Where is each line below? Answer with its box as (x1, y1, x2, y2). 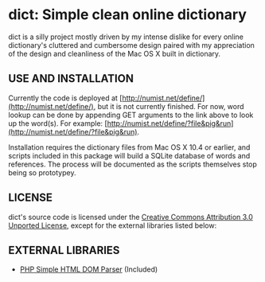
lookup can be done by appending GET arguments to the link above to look (8, 110, 254, 119)
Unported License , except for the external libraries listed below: (8, 221, 217, 230)
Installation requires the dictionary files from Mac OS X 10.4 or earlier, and (8, 142, 251, 152)
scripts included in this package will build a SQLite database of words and (8, 151, 251, 160)
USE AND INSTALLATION (8, 72, 134, 85)
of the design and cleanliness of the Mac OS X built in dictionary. (8, 49, 221, 58)
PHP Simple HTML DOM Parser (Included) (19, 264, 158, 274)
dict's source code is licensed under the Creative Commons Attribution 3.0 (8, 212, 253, 221)
